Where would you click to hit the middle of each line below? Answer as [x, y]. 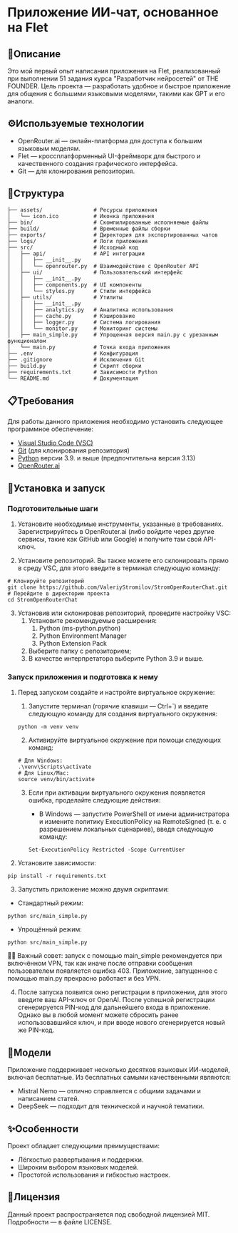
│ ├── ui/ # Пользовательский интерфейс [95, 272]
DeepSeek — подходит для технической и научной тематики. [111, 1106]
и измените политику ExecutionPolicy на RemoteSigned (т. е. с [133, 822]
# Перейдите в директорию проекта [59, 594]
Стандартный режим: [51, 903]
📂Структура [36, 194]
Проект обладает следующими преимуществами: [84, 1146]
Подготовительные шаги [53, 508]
